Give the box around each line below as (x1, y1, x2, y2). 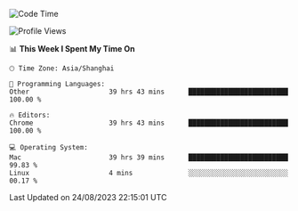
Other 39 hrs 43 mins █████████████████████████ (9, 87, 289, 96)
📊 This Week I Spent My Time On (9, 44, 135, 53)
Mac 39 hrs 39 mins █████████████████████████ (9, 153, 289, 162)
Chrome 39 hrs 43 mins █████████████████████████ (9, 118, 289, 127)
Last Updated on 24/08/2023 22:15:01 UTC (9, 192, 167, 202)
